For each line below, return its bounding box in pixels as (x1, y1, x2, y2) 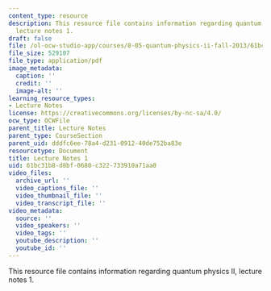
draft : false (8, 34, 52, 43)
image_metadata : (8, 64, 63, 73)
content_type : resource (8, 11, 89, 20)
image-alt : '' (15, 86, 63, 95)
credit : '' (15, 79, 52, 87)
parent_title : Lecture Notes (8, 124, 106, 132)
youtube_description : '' (15, 237, 99, 245)
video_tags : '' (15, 229, 67, 238)
